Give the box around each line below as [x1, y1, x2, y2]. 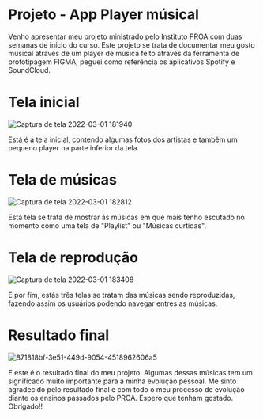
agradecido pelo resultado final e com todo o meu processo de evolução [8, 384, 245, 394]
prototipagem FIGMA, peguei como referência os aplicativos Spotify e [8, 57, 235, 67]
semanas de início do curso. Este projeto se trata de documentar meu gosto [8, 40, 255, 49]
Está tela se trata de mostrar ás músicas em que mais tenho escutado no [8, 212, 245, 222]
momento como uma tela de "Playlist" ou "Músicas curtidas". [8, 220, 207, 230]
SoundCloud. [8, 65, 51, 74]
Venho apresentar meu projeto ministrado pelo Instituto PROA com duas [8, 32, 242, 41]
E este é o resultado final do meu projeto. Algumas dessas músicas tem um [8, 368, 253, 377]
